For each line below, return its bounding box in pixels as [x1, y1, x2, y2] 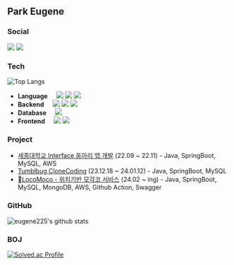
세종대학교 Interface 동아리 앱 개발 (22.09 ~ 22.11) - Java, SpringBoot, [17, 152, 216, 160]
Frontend [17, 116, 46, 125]
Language [17, 92, 48, 100]
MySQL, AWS [17, 159, 57, 168]
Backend [17, 100, 44, 109]
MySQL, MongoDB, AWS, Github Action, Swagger [17, 183, 162, 192]
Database [17, 109, 47, 117]
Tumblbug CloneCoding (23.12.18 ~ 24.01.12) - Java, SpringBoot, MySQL [17, 167, 227, 175]
